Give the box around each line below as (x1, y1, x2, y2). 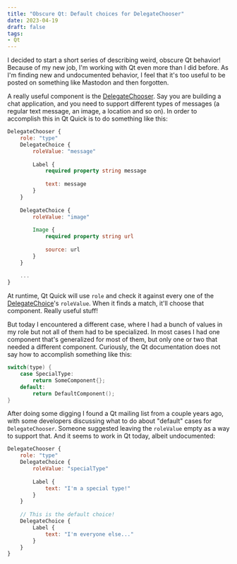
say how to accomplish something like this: (7, 350, 133, 359)
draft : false (7, 23, 46, 30)
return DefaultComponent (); (32, 390, 115, 397)
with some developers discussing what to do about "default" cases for (7, 417, 212, 425)
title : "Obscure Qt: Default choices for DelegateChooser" (7, 10, 185, 18)
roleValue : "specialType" (32, 465, 109, 472)
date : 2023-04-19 (7, 17, 59, 24)
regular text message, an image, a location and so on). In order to (7, 107, 197, 116)
